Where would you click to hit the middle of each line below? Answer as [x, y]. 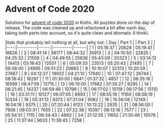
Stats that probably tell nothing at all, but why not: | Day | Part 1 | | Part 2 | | [80, 42]
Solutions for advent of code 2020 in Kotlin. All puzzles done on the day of [80, 22]
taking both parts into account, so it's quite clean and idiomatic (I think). [77, 33]
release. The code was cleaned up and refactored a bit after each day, [76, 27]
